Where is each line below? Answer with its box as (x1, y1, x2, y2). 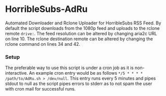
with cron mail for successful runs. (5, 86, 76, 92)
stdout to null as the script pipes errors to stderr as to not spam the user (5, 81, 153, 87)
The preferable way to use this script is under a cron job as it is (5, 65, 134, 71)
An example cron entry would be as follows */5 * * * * (29, 70, 143, 76)
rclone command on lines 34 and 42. (5, 41, 80, 47)
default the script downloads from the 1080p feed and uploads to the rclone (5, 25, 160, 31)
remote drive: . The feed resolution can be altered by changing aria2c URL (5, 30, 157, 36)
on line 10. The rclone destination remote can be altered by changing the (5, 36, 153, 42)
